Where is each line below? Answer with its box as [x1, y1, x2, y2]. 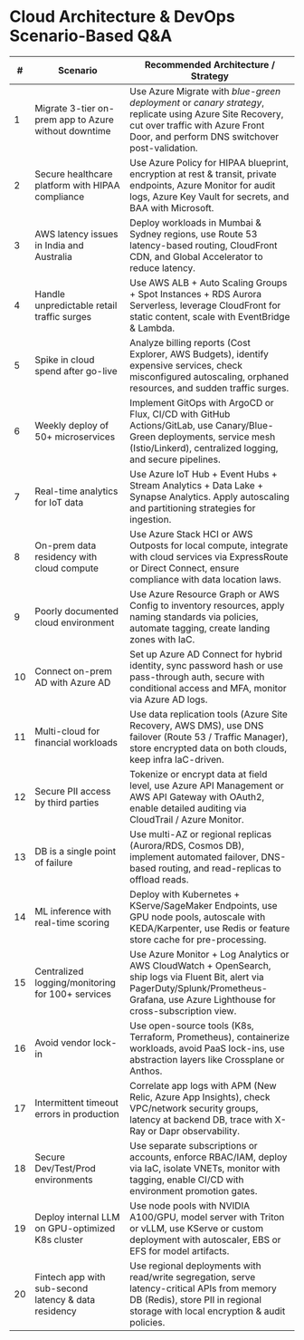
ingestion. [129, 513, 172, 525]
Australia [34, 250, 72, 263]
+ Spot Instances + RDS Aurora [129, 287, 262, 300]
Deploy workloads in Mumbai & [129, 216, 262, 228]
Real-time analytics [34, 485, 119, 497]
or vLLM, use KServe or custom [129, 1221, 264, 1234]
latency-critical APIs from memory [129, 1282, 278, 1295]
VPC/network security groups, [129, 1102, 259, 1114]
